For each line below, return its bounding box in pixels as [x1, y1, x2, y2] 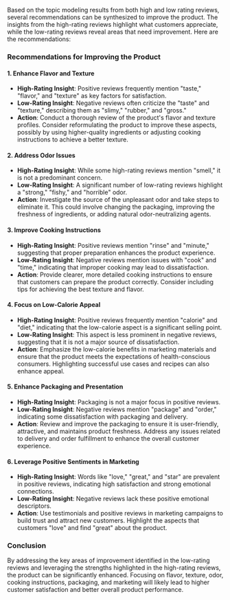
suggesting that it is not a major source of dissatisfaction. [16, 338, 180, 346]
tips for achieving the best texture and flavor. [16, 285, 144, 293]
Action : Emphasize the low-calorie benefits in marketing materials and [16, 345, 217, 353]
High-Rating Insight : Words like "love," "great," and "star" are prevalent [16, 473, 220, 481]
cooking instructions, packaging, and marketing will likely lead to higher [7, 578, 210, 586]
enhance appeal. [16, 367, 65, 375]
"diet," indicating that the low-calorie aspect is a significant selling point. [16, 323, 222, 332]
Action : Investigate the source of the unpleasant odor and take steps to [16, 196, 220, 204]
